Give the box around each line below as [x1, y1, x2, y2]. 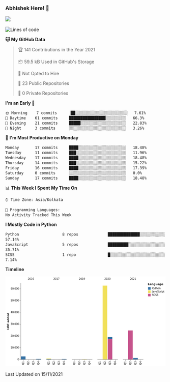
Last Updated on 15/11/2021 [5, 371, 63, 377]
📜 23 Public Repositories [17, 80, 70, 86]
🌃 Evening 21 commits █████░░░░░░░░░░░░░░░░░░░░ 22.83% [5, 121, 147, 126]
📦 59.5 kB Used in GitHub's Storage [17, 58, 95, 65]
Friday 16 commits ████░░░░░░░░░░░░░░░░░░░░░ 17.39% [5, 165, 147, 171]
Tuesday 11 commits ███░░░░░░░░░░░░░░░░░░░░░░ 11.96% [5, 150, 147, 156]
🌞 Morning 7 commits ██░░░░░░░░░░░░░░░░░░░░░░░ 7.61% [5, 110, 146, 116]
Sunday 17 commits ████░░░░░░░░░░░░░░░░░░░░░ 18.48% [5, 175, 147, 181]
